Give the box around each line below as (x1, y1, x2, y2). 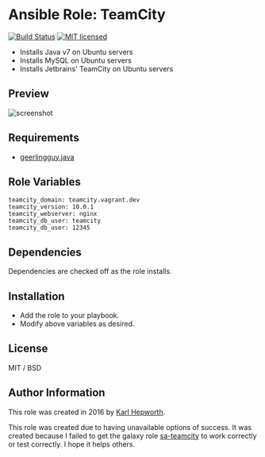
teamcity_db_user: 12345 (8, 224, 90, 232)
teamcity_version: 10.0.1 (8, 203, 94, 211)
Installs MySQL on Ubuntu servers (19, 56, 132, 65)
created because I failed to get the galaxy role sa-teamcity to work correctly (8, 431, 257, 440)
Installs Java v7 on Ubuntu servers (19, 47, 133, 56)
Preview (8, 87, 50, 101)
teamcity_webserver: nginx (8, 210, 98, 218)
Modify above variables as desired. (19, 319, 135, 328)
